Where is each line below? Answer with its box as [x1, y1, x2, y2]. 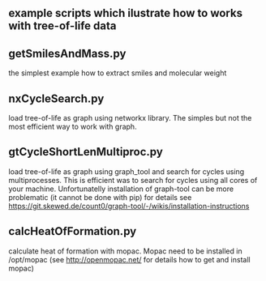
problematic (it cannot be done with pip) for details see [8, 192, 192, 202]
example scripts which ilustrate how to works [8, 6, 243, 20]
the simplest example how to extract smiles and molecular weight [8, 68, 227, 78]
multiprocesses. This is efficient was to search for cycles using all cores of [8, 175, 258, 185]
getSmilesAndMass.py [8, 46, 127, 60]
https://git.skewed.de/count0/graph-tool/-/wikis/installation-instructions [8, 201, 250, 211]
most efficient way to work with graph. [8, 121, 137, 132]
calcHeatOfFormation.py [8, 224, 137, 238]
